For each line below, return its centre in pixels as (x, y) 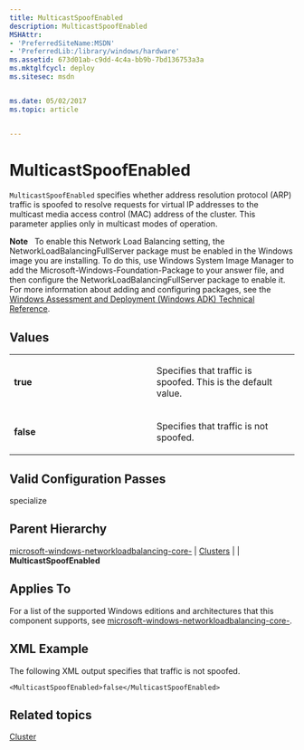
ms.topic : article (44, 110)
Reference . (30, 309)
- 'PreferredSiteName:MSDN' (62, 43)
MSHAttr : (26, 34)
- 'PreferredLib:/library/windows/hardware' (95, 52)
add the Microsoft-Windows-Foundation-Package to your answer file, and (147, 270)
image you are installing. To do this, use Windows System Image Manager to (152, 261)
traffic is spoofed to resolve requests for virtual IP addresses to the (134, 205)
